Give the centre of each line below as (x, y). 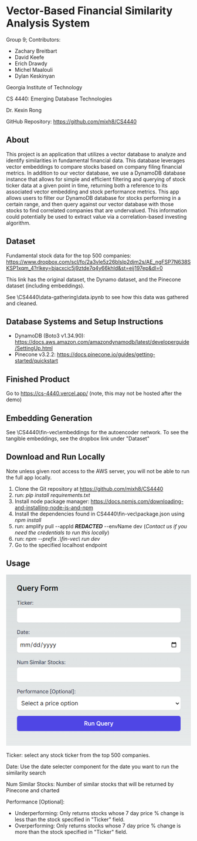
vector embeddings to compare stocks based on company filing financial (94, 166)
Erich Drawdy (31, 63)
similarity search (26, 773)
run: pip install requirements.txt (52, 495)
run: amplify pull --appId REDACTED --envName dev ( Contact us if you (101, 526)
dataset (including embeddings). (45, 286)
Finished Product (38, 379)
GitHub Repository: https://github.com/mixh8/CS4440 (71, 121)
